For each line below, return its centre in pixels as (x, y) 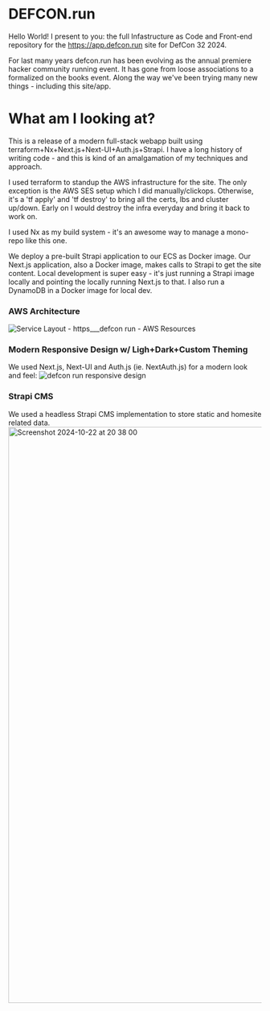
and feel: (23, 376)
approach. (25, 167)
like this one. (46, 240)
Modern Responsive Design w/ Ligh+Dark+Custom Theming (128, 349)
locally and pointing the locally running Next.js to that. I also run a (117, 282)
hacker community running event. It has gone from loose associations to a (131, 68)
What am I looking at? (82, 119)
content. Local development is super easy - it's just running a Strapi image (131, 273)
